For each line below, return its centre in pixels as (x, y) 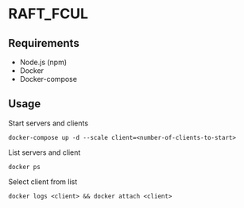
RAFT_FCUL (48, 14)
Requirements (44, 43)
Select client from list (43, 181)
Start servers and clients (48, 123)
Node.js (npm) (43, 62)
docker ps (25, 167)
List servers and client (45, 152)
